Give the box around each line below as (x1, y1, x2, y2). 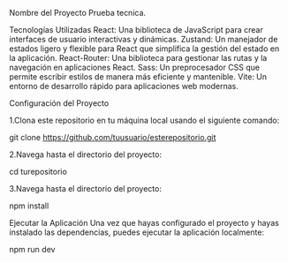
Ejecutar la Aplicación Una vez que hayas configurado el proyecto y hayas (9, 218, 280, 228)
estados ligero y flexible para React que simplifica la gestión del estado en (9, 43, 280, 54)
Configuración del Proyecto (9, 98, 110, 109)
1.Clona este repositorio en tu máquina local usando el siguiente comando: (9, 115, 280, 125)
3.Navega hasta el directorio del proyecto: (9, 184, 162, 193)
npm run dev (9, 244, 56, 254)
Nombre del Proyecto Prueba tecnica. (9, 8, 147, 18)
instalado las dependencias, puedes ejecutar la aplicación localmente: (9, 227, 265, 237)
